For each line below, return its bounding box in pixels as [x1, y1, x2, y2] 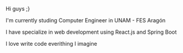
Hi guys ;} [5, 5, 30, 12]
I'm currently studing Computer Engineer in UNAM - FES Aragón [5, 17, 166, 23]
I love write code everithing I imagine [5, 40, 97, 47]
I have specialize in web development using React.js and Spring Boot [5, 28, 177, 36]
